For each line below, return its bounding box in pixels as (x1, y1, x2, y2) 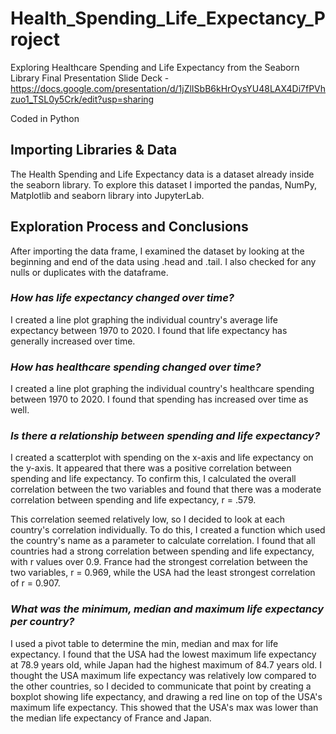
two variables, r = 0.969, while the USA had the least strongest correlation (10, 567, 316, 579)
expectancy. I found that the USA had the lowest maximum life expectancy (10, 648, 317, 660)
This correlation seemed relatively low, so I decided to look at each (10, 513, 286, 526)
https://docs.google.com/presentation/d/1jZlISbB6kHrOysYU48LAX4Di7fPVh (10, 82, 327, 94)
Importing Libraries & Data (10, 142, 178, 159)
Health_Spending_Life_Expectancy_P (10, 7, 327, 30)
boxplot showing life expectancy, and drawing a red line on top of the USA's (10, 690, 323, 702)
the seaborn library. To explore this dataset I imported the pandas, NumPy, (10, 178, 318, 191)
